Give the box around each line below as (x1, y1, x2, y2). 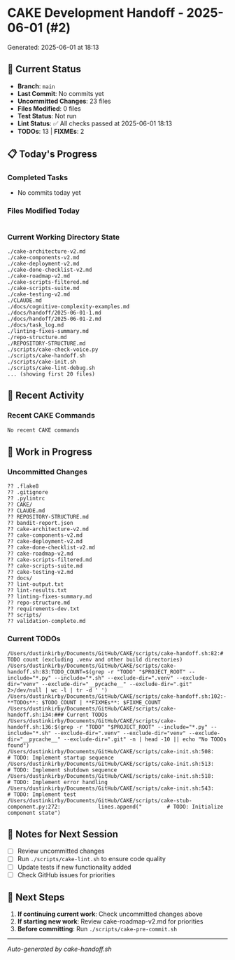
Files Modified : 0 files (17, 104, 82, 113)
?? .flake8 (7, 483, 39, 490)
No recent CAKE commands (7, 426, 80, 434)
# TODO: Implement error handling (7, 779, 108, 786)
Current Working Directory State (7, 232, 120, 242)
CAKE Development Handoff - (7, 5, 184, 21)
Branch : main (17, 82, 55, 90)
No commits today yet (17, 188, 81, 197)
